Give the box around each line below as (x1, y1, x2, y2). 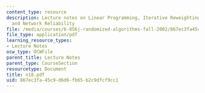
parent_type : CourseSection (6, 60, 78, 66)
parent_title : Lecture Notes (6, 54, 81, 61)
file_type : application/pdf (6, 32, 78, 38)
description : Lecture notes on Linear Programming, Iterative (6, 15, 168, 21)
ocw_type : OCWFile (6, 49, 53, 55)
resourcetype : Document (6, 65, 67, 72)
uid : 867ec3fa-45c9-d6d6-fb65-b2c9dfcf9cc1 (6, 77, 119, 83)
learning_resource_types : (6, 37, 72, 43)
